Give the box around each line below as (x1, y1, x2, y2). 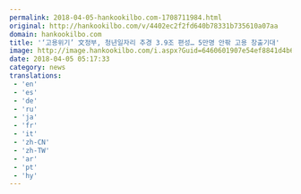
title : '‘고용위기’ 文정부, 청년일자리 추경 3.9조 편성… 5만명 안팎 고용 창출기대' (9, 38, 280, 47)
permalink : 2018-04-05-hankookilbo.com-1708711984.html (9, 13, 222, 22)
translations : (9, 72, 63, 80)
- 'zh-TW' (13, 146, 50, 155)
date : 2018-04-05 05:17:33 (9, 55, 110, 63)
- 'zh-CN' (13, 138, 50, 147)
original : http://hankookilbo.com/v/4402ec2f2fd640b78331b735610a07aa (9, 21, 279, 30)
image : (9, 46, 34, 55)
